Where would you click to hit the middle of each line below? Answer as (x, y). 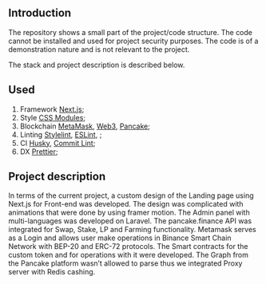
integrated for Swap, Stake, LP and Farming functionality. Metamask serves (133, 230)
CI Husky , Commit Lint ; (58, 143)
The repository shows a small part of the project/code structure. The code (131, 32)
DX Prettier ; (39, 152)
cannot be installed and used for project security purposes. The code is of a (133, 41)
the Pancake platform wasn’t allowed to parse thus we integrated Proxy (125, 263)
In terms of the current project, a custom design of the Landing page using (131, 195)
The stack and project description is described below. (97, 65)
